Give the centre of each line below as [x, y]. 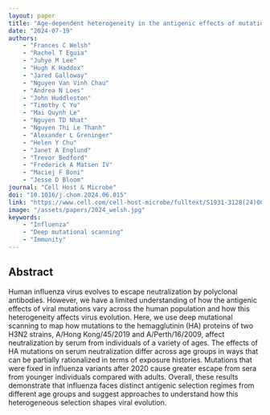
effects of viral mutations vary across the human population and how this [129, 308]
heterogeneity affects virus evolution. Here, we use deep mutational [121, 317]
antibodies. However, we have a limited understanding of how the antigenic [133, 300]
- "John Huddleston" [57, 98]
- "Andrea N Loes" [53, 90]
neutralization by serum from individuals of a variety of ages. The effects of [133, 343]
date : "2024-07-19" [41, 31]
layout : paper [32, 16]
